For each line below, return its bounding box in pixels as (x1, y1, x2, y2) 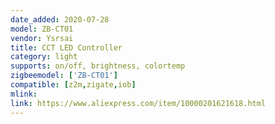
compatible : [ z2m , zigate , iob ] (10, 80, 137, 90)
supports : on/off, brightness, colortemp (10, 61, 186, 71)
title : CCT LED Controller (10, 42, 123, 53)
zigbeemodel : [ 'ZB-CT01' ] (10, 71, 118, 81)
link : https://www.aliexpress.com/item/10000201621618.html (10, 98, 267, 108)
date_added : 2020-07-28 (10, 14, 110, 25)
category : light (10, 52, 78, 62)
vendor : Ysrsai (10, 33, 74, 43)
